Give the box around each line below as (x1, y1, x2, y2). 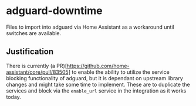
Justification (6, 47, 54, 57)
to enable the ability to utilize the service (71, 69, 170, 76)
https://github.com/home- (66, 62, 130, 69)
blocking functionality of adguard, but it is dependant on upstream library (6, 74, 183, 81)
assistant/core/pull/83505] (6, 69, 70, 76)
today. (6, 93, 22, 100)
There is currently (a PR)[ (6, 62, 67, 69)
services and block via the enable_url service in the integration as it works (6, 87, 187, 94)
